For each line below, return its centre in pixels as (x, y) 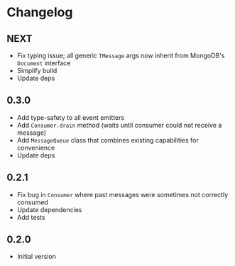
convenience (36, 148)
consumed (33, 202)
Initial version (36, 257)
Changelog (40, 12)
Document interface (44, 63)
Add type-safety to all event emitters (71, 117)
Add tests (31, 217)
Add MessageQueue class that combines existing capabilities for (108, 140)
